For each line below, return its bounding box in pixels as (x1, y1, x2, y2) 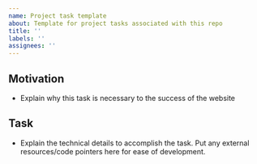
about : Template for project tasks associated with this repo (8, 19, 223, 27)
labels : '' (8, 34, 45, 43)
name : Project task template (8, 11, 107, 20)
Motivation (8, 72, 65, 86)
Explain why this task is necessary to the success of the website (19, 93, 236, 103)
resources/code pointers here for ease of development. (19, 146, 206, 156)
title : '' (8, 27, 42, 35)
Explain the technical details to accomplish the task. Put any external (19, 138, 250, 148)
